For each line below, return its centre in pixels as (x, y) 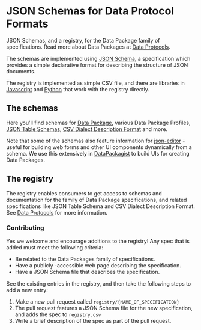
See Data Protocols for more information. (57, 212)
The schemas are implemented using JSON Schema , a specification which (98, 58)
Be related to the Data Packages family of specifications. (85, 259)
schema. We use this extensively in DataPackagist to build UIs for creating (98, 153)
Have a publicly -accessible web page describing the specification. (98, 265)
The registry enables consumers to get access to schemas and (84, 193)
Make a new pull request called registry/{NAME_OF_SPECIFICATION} (97, 301)
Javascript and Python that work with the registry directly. (78, 89)
